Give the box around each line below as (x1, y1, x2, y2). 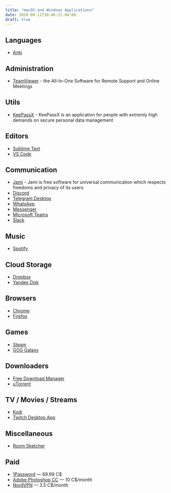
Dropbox (12, 274, 32, 280)
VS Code (12, 151, 32, 157)
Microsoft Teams (12, 212, 48, 218)
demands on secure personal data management (12, 117, 113, 123)
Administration (5, 64, 54, 73)
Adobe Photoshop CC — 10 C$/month (12, 476, 93, 483)
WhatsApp (12, 201, 35, 207)
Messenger (12, 206, 37, 213)
